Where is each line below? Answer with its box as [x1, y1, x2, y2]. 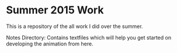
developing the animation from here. [6, 40, 93, 47]
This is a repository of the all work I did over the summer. [6, 23, 143, 30]
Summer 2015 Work [6, 3, 104, 17]
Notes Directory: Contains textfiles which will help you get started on [6, 34, 171, 41]
